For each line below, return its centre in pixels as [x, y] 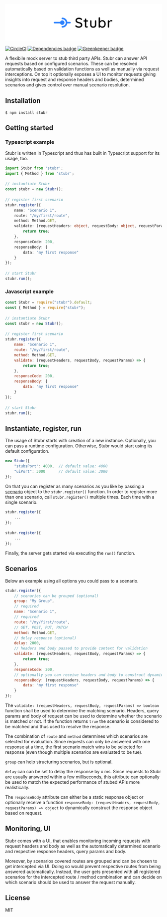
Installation [23, 101]
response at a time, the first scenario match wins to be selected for [74, 747]
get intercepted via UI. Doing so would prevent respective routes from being [83, 866]
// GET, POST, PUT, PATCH [41, 627]
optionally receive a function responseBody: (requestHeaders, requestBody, [83, 803]
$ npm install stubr [27, 113]
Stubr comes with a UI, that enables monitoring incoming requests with [78, 841]
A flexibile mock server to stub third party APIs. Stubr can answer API [76, 58]
